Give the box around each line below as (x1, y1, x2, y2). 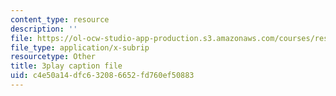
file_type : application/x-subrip (10, 42, 150, 53)
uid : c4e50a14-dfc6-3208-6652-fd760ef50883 (10, 71, 195, 81)
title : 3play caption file (10, 61, 123, 71)
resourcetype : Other (10, 52, 97, 62)
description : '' (10, 24, 78, 34)
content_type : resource (10, 14, 110, 25)
